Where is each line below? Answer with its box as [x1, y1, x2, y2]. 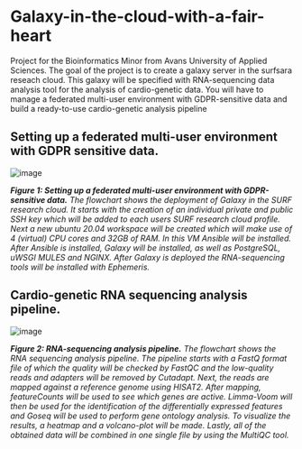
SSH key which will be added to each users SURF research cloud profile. [10, 214, 280, 224]
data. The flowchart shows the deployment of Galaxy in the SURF [47, 194, 292, 205]
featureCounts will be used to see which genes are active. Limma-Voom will [10, 390, 293, 402]
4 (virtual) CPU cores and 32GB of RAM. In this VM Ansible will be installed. [10, 233, 292, 243]
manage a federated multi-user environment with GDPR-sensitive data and [10, 93, 288, 105]
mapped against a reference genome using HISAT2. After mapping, [10, 381, 261, 392]
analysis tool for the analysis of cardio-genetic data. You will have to [10, 84, 264, 95]
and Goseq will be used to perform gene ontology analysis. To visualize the [10, 410, 291, 421]
